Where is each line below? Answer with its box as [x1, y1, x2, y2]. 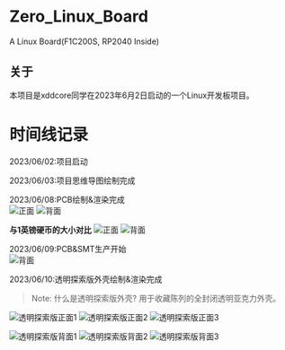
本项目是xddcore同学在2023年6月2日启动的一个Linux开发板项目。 [9, 90, 254, 101]
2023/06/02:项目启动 [9, 155, 88, 167]
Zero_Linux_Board [9, 6, 148, 27]
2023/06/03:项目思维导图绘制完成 [9, 175, 136, 186]
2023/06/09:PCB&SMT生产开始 [9, 243, 127, 254]
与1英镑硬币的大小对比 [9, 224, 93, 235]
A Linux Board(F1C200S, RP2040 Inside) [9, 36, 160, 47]
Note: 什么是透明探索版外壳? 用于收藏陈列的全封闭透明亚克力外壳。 [31, 293, 281, 303]
